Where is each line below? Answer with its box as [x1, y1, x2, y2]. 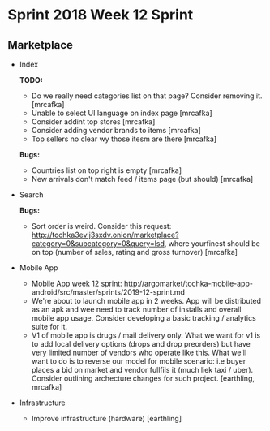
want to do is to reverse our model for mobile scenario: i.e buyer [31, 356, 246, 366]
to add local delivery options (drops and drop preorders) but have [31, 339, 251, 348]
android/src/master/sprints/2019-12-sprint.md [31, 287, 186, 297]
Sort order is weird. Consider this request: [31, 222, 172, 231]
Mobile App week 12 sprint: [31, 278, 122, 288]
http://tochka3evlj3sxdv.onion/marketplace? [31, 230, 179, 239]
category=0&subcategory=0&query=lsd [31, 239, 165, 248]
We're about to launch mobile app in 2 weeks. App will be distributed [31, 296, 261, 305]
